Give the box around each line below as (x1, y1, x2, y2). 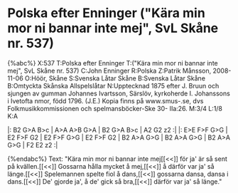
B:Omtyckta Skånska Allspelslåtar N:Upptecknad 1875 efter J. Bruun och (7, 81, 220, 90)
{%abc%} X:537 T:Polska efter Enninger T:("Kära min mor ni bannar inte (7, 58, 218, 67)
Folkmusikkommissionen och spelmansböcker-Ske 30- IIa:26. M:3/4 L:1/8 (7, 104, 222, 113)
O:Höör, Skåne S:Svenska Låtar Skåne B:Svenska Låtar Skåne (24, 73, 206, 83)
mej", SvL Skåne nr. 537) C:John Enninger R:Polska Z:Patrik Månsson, (7, 66, 212, 75)
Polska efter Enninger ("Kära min (7, 5, 206, 21)
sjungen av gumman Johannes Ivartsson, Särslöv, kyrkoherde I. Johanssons (7, 89, 231, 98)
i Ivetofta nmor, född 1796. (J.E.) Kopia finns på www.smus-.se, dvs (7, 96, 204, 105)
